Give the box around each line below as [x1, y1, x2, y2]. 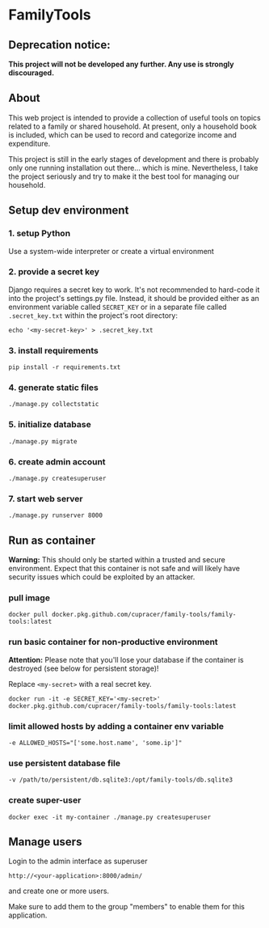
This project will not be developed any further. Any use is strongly [8, 59, 234, 69]
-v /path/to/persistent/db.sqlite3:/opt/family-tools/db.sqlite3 [8, 776, 233, 784]
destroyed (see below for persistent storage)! [8, 663, 159, 673]
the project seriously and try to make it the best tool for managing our [8, 172, 240, 181]
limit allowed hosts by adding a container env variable [8, 720, 225, 731]
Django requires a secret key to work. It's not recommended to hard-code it [8, 285, 260, 295]
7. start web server [8, 493, 83, 504]
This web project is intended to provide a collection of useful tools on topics [8, 112, 261, 122]
